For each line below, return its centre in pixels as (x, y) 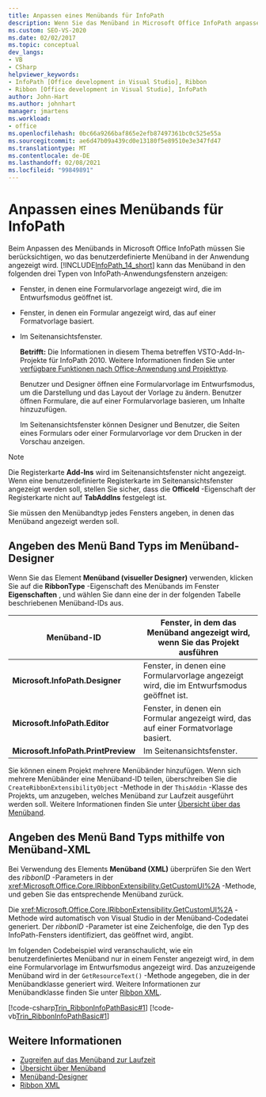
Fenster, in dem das (199, 622)
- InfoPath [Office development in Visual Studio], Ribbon (108, 82)
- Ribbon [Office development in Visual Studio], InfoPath (108, 89)
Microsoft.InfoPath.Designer (66, 680)
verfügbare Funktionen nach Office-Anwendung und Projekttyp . (124, 369)
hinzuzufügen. (43, 409)
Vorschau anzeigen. (52, 441)
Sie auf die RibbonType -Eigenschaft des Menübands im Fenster (114, 586)
